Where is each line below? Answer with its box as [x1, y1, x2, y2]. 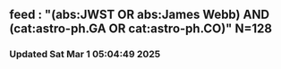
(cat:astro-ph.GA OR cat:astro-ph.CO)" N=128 [9, 22, 273, 37]
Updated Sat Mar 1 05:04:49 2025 [9, 48, 161, 61]
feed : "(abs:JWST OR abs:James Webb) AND [9, 7, 270, 22]
